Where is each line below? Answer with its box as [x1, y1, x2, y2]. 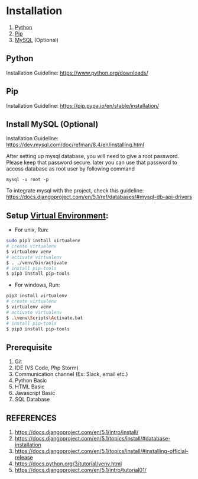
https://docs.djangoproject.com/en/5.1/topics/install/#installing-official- [14, 448, 189, 455]
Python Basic [14, 377, 47, 384]
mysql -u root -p [6, 176, 49, 183]
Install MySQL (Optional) [6, 119, 99, 129]
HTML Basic [14, 383, 45, 390]
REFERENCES [6, 413, 57, 423]
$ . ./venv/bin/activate [6, 259, 67, 266]
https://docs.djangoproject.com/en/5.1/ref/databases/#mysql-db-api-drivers [6, 194, 192, 201]
